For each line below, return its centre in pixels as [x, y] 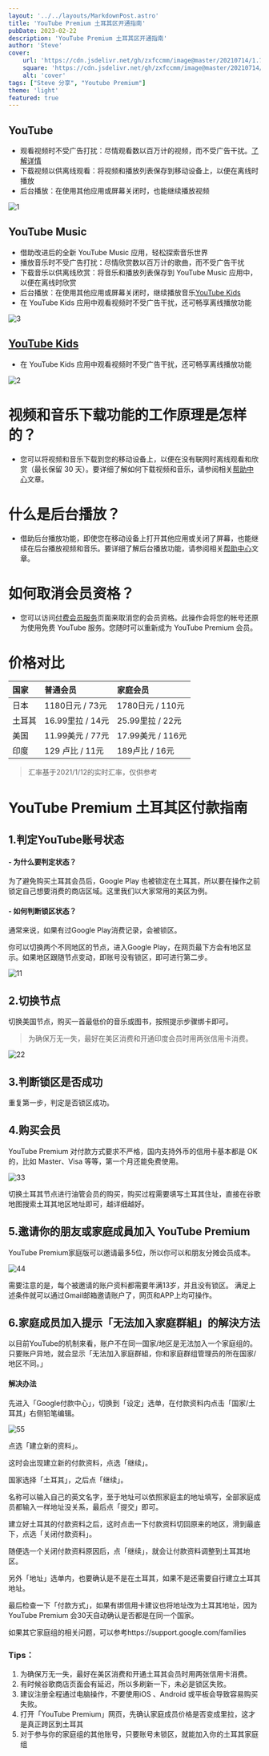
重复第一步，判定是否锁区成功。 [61, 1103]
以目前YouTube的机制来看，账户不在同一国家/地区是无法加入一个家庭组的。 [133, 1343]
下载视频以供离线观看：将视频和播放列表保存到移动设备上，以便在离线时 [139, 171]
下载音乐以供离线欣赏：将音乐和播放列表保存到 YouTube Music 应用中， [139, 272]
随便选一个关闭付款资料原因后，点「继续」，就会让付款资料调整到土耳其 [126, 1551]
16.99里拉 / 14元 [77, 721]
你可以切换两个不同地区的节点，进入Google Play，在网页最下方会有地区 [126, 947]
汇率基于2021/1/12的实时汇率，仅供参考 [92, 772]
